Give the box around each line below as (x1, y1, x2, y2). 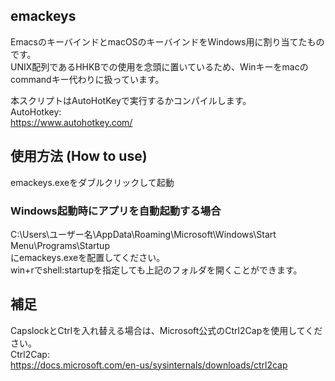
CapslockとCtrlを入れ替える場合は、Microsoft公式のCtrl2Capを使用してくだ (10, 324, 323, 336)
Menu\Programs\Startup (10, 239, 110, 251)
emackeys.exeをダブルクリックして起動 (10, 176, 175, 188)
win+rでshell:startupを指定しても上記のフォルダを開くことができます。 (10, 264, 303, 276)
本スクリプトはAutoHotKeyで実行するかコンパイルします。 (10, 94, 252, 106)
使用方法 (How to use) (10, 148, 148, 165)
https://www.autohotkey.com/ (10, 116, 133, 128)
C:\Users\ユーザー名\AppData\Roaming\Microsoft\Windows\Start (10, 228, 277, 240)
